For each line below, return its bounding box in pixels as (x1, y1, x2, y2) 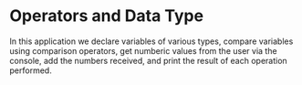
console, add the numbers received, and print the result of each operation (9, 55, 287, 66)
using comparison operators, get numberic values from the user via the (9, 45, 277, 56)
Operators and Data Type (9, 5, 203, 27)
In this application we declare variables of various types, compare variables (9, 36, 294, 47)
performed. (9, 65, 52, 76)
